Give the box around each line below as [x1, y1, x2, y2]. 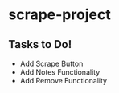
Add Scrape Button [19, 59, 84, 68]
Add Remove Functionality [19, 76, 107, 85]
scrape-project [8, 6, 111, 24]
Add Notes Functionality [19, 67, 101, 77]
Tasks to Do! [8, 38, 72, 51]
